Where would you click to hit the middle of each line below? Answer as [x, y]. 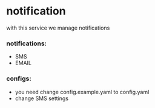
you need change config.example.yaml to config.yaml [82, 92]
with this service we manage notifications [58, 28]
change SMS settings [41, 98]
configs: [19, 78]
